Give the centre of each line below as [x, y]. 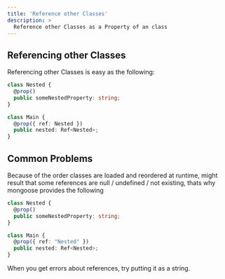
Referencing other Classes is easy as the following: [81, 72]
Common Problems [50, 158]
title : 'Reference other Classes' [58, 14]
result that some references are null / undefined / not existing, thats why [111, 183]
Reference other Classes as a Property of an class [91, 27]
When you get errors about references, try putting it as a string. [99, 268]
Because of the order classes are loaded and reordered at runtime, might [112, 175]
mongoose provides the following [55, 190]
